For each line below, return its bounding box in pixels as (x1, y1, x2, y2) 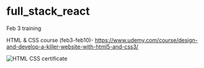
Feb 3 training (6, 25, 42, 32)
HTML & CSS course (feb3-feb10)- (6, 36, 94, 43)
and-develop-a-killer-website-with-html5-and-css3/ (6, 43, 139, 50)
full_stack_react (6, 4, 90, 18)
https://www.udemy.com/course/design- (94, 36, 198, 43)
